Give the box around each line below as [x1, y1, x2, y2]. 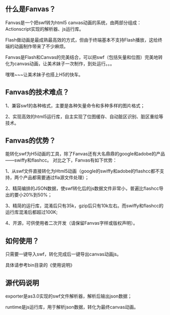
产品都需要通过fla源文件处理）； [23, 174, 90, 181]
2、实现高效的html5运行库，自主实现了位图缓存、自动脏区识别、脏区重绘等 [5, 113, 164, 120]
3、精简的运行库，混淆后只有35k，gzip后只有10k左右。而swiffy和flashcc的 [5, 203, 164, 209]
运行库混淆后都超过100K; [5, 209, 58, 215]
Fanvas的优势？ [5, 136, 56, 145]
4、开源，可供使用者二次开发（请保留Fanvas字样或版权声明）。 [5, 220, 138, 226]
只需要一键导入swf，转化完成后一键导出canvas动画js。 [5, 251, 121, 258]
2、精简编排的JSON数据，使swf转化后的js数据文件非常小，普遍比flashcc [5, 185, 159, 191]
